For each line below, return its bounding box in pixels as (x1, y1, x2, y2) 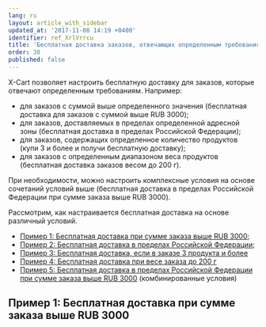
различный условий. (8, 215, 78, 226)
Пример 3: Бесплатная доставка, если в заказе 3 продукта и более (19, 248, 249, 257)
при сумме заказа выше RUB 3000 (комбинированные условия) (19, 273, 237, 283)
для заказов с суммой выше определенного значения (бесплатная (19, 101, 248, 111)
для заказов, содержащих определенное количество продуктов (19, 135, 238, 144)
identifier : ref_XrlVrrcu (8, 33, 93, 42)
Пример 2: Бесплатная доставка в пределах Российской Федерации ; (19, 239, 255, 249)
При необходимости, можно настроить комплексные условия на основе (8, 175, 256, 184)
